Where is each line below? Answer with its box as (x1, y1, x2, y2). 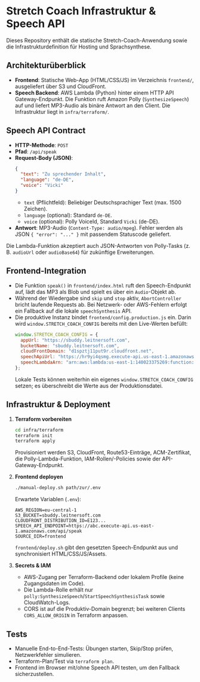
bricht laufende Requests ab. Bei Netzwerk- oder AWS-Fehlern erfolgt (14, 301, 187, 308)
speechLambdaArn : (20, 359, 64, 366)
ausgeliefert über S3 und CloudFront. (14, 83, 106, 90)
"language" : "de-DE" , (20, 177, 75, 183)
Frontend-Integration (6, 266, 87, 276)
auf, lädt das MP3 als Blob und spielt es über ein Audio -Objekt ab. (14, 288, 176, 295)
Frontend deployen (14, 473, 63, 480)
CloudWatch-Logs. (23, 599, 70, 606)
